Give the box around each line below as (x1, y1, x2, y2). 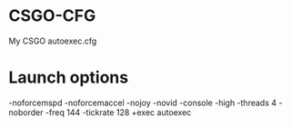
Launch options (8, 67, 129, 88)
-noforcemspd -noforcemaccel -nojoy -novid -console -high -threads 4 (8, 97, 277, 108)
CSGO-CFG (8, 5, 96, 26)
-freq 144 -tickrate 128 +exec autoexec (45, 106, 192, 118)
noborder (8, 106, 44, 118)
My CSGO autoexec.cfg (8, 35, 97, 46)
